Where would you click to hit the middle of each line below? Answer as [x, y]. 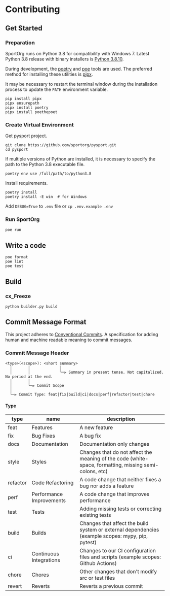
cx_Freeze [18, 296]
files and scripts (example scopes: [120, 557]
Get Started [24, 28]
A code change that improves [115, 494]
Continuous [45, 554]
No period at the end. [29, 377]
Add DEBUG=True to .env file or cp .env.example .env [59, 206]
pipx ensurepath [22, 103]
